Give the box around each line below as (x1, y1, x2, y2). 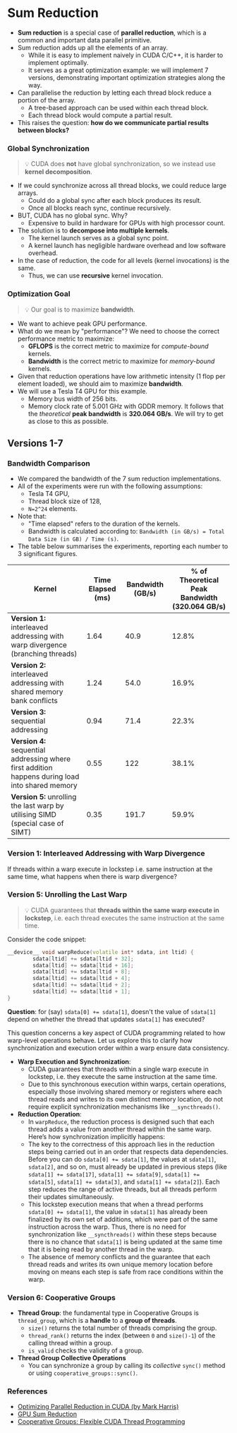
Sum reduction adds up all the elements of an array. (17, 43, 168, 52)
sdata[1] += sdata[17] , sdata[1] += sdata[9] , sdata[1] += (28, 1169, 200, 1178)
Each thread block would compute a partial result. (28, 111, 173, 119)
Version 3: (11, 707, 47, 717)
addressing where (11, 754, 71, 764)
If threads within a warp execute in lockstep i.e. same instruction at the (7, 864, 213, 873)
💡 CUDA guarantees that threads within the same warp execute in (24, 906, 220, 914)
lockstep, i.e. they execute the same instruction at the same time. (28, 1072, 217, 1080)
